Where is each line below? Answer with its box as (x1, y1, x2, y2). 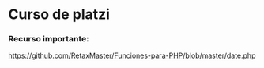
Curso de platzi (8, 5, 111, 23)
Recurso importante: (8, 34, 89, 45)
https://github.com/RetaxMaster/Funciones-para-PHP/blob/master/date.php (8, 51, 256, 60)
